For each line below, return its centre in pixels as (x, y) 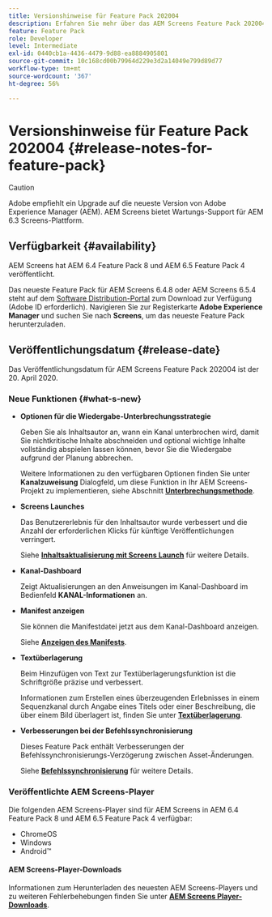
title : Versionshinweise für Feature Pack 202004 (94, 16)
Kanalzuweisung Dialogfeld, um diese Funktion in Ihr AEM (118, 482)
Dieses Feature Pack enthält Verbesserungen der (102, 747)
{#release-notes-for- (140, 148)
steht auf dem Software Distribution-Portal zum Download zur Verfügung (130, 299)
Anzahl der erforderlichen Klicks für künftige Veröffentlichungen (127, 531)
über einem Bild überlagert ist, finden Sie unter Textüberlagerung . (131, 715)
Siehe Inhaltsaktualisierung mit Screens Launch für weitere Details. (134, 555)
